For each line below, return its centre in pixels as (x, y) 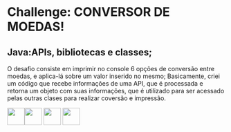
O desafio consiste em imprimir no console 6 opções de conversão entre (111, 69)
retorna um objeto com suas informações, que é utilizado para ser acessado (116, 91)
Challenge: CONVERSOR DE (89, 12)
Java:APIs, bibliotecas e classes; (80, 52)
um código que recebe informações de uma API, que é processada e (105, 83)
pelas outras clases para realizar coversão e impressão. (86, 98)
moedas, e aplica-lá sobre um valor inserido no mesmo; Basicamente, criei (113, 76)
